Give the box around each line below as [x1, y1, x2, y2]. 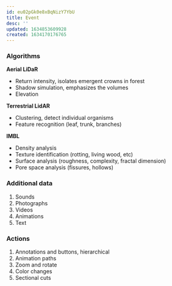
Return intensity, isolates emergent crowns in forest [15, 78, 145, 85]
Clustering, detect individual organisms [15, 114, 114, 122]
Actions [6, 234, 30, 243]
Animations [15, 212, 44, 220]
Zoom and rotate [15, 261, 57, 269]
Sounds [15, 193, 35, 200]
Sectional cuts [15, 274, 51, 282]
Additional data [6, 179, 53, 188]
